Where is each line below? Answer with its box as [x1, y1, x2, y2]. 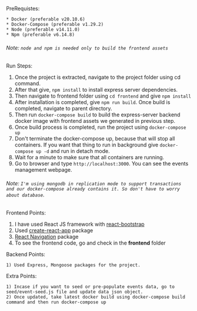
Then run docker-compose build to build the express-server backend [14, 111, 181, 118]
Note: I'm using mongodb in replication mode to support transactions [6, 179, 182, 187]
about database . [6, 191, 45, 198]
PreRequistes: [6, 5, 40, 12]
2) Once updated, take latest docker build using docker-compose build [6, 294, 185, 300]
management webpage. [14, 166, 72, 173]
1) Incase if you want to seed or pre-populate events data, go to [6, 284, 175, 290]
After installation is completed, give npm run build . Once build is [14, 99, 171, 106]
